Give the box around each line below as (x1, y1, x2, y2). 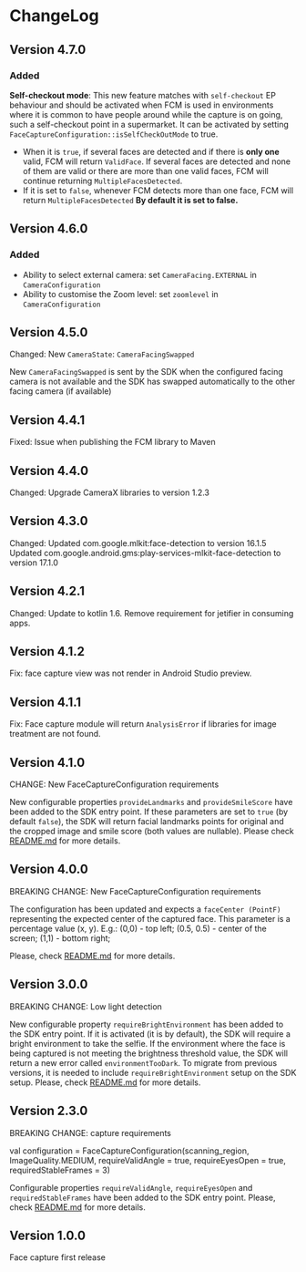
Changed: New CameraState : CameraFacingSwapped (9, 348, 195, 360)
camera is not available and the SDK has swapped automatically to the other (9, 376, 296, 388)
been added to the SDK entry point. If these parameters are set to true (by (9, 806, 289, 817)
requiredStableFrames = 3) (9, 1164, 111, 1175)
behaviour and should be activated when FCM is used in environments (9, 99, 274, 110)
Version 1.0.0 (9, 1227, 87, 1243)
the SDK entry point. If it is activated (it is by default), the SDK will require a (9, 1028, 291, 1039)
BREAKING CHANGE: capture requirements (9, 1127, 171, 1138)
